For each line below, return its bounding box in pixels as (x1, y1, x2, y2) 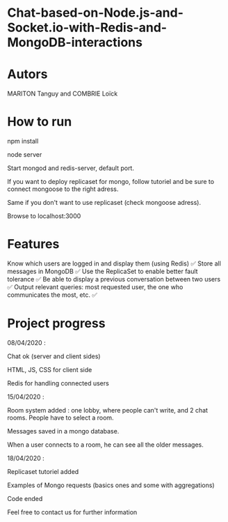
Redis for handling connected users (7, 378, 109, 387)
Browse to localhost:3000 (7, 212, 81, 220)
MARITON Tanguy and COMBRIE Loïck (7, 89, 118, 98)
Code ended (7, 494, 43, 502)
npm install (7, 137, 39, 146)
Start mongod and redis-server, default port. (7, 164, 134, 172)
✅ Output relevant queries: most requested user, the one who (7, 283, 184, 291)
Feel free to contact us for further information (7, 507, 138, 516)
